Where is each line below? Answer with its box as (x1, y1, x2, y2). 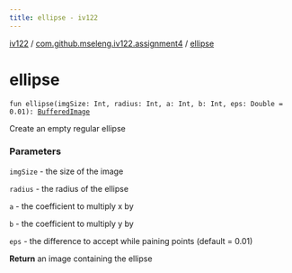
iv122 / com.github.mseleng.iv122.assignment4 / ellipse (9, 38, 215, 49)
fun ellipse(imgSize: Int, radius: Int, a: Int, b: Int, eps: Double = (9, 99, 283, 108)
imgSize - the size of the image (9, 166, 124, 177)
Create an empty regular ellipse (9, 123, 126, 133)
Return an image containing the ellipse (9, 253, 153, 264)
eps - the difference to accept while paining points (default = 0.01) (9, 235, 253, 246)
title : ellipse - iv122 (9, 13, 99, 23)
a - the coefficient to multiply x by (9, 200, 135, 212)
